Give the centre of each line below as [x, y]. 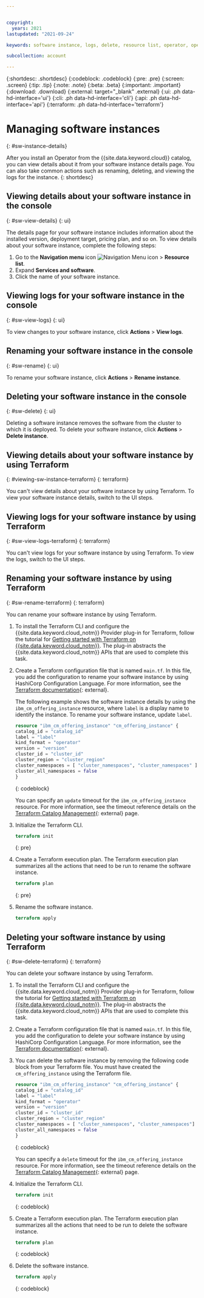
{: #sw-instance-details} [37, 146]
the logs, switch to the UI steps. [46, 559]
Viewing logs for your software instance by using [101, 516]
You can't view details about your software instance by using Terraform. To [100, 491]
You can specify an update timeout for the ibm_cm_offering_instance [100, 800]
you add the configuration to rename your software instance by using [102, 676]
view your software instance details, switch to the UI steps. [80, 498]
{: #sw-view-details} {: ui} [39, 221]
